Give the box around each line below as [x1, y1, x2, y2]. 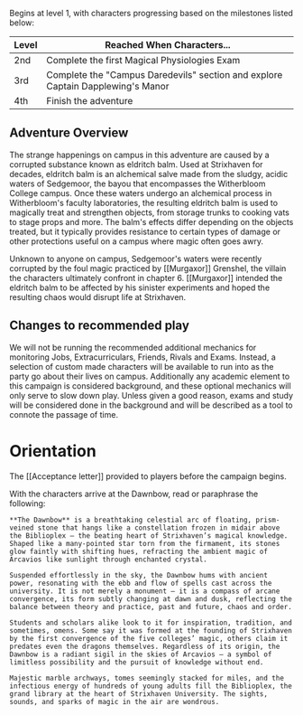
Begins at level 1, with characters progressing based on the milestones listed [9, 8, 293, 18]
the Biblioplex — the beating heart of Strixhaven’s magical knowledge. [9, 531, 289, 541]
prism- [255, 515, 280, 524]
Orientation [9, 440, 96, 461]
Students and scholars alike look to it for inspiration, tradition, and [9, 618, 293, 627]
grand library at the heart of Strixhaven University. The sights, [9, 689, 269, 699]
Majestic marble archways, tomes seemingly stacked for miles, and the [9, 673, 284, 682]
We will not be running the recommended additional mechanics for [9, 342, 257, 353]
